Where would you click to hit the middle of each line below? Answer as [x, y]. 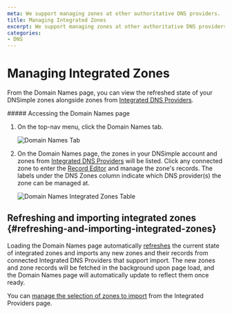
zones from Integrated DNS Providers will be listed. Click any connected [120, 161]
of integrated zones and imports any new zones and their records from [108, 252]
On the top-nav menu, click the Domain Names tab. [90, 127]
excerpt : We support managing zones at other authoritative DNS [101, 26]
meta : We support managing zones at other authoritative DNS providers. [114, 13]
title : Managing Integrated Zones [57, 20]
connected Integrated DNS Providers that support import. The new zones [111, 260]
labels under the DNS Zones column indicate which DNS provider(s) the [119, 176]
